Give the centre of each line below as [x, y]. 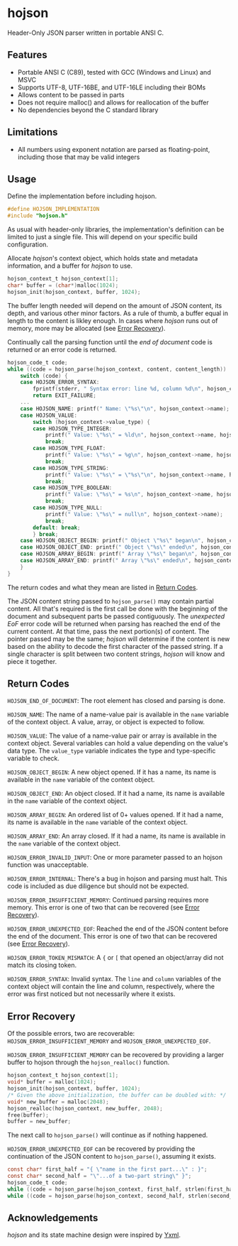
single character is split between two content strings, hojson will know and [116, 654]
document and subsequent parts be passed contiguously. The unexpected [116, 616]
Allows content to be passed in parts [71, 94]
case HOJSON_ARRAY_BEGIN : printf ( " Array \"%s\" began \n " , [109, 554]
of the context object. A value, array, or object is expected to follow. [106, 722]
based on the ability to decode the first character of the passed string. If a [115, 646]
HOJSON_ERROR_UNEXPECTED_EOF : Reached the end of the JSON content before [118, 929]
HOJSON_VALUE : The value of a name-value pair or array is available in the [112, 736]
